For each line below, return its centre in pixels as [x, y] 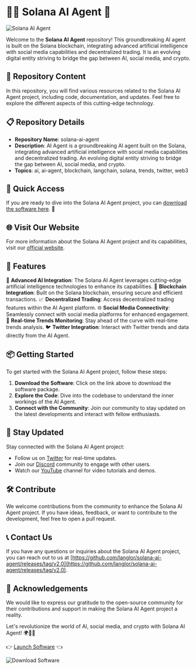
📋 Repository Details [45, 122]
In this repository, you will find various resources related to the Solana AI [93, 91]
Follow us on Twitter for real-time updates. [66, 458]
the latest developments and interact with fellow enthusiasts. [87, 414]
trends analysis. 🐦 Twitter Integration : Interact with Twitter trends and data [97, 327]
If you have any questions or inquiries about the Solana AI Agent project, [93, 551]
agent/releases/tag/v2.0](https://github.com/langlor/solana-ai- [82, 564]
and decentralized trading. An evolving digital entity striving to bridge [98, 158]
